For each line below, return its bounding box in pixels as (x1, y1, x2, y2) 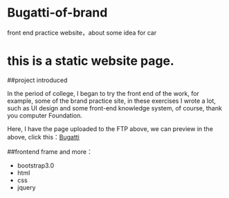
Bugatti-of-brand (7, 5, 108, 21)
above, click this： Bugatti (7, 132, 80, 141)
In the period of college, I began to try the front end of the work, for (7, 89, 199, 97)
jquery (17, 183, 36, 191)
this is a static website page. (7, 53, 174, 69)
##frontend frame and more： (7, 147, 93, 156)
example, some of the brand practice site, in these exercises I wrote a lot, (7, 97, 217, 105)
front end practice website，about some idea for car (7, 28, 157, 37)
